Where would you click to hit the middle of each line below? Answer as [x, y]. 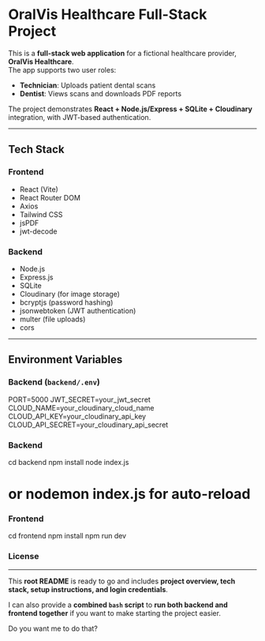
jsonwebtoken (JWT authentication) [78, 310]
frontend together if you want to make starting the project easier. [114, 613]
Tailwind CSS [41, 214]
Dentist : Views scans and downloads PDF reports [101, 93]
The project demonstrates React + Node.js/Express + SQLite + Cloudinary [130, 109]
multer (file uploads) [52, 319]
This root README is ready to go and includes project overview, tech [122, 581]
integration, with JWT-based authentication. [80, 117]
